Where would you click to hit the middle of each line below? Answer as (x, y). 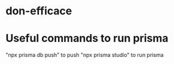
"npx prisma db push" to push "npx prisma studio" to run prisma (85, 55)
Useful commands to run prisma (87, 39)
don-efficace (39, 11)
